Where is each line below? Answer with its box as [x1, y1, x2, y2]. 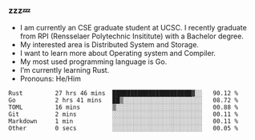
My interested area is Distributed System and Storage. [19, 40, 199, 50]
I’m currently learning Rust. [19, 66, 110, 75]
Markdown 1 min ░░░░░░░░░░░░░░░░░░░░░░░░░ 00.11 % [8, 118, 239, 126]
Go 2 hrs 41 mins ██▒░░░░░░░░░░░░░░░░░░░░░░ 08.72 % [8, 97, 239, 105]
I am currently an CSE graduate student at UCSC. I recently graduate [19, 23, 247, 33]
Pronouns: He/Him [19, 74, 82, 84]
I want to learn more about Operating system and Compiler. [19, 49, 217, 58]
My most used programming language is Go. [19, 57, 168, 66]
